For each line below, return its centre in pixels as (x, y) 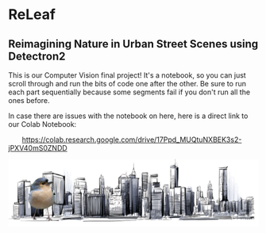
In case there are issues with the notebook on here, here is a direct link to (128, 116)
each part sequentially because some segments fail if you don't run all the (129, 92)
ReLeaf (32, 15)
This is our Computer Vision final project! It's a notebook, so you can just (127, 75)
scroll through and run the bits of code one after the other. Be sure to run (127, 84)
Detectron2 (37, 56)
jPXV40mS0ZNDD (38, 148)
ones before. (29, 100)
